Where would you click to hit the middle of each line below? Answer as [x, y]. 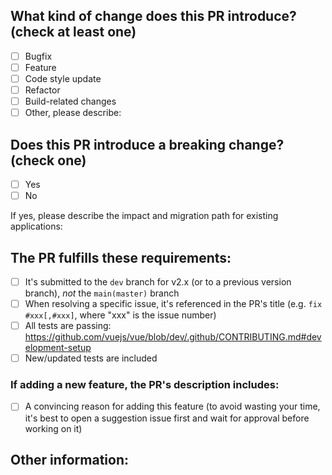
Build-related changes [70, 101]
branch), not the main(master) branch [102, 293]
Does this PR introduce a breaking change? [147, 144]
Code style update [63, 78]
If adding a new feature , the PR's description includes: [145, 385]
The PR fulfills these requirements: [121, 257]
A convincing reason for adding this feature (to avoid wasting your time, [172, 406]
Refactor [42, 90]
